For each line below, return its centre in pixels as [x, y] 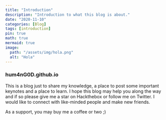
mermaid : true [20, 43]
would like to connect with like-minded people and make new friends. [78, 102]
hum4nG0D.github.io [32, 75]
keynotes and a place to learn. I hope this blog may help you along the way [83, 91]
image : [12, 48]
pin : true [16, 33]
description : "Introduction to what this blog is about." [68, 15]
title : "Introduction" [29, 10]
